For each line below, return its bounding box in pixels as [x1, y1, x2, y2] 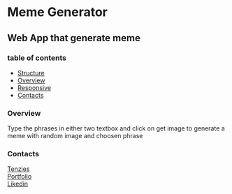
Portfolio [7, 172, 32, 181]
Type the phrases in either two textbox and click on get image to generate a [7, 124, 225, 133]
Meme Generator [7, 4, 108, 20]
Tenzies [7, 165, 30, 173]
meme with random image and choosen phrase [7, 132, 143, 140]
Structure [17, 68, 45, 77]
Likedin [7, 179, 29, 188]
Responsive [17, 83, 51, 91]
